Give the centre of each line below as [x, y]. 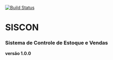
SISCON [22, 28]
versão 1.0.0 [18, 54]
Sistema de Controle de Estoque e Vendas [56, 43]
